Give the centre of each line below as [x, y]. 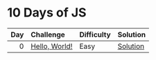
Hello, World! [52, 46]
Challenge [48, 34]
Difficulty [95, 34]
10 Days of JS [47, 13]
